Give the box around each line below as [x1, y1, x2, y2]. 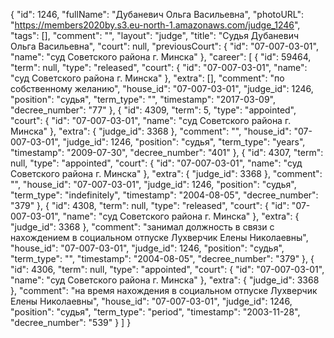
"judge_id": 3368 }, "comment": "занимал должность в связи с [10, 221, 275, 233]
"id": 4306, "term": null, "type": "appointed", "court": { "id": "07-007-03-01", [10, 264, 325, 275]
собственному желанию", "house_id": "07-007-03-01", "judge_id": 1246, [10, 83, 314, 94]
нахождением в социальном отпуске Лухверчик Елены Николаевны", [10, 232, 309, 243]
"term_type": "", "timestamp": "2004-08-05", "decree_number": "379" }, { [10, 253, 315, 264]
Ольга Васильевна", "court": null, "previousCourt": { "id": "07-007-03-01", [10, 40, 319, 52]
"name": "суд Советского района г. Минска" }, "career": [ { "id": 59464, [10, 51, 312, 63]
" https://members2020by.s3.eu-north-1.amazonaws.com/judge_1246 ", [10, 19, 301, 31]
